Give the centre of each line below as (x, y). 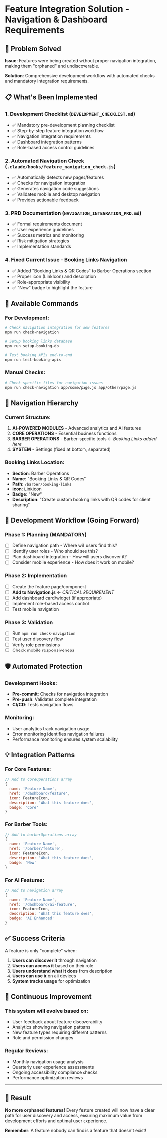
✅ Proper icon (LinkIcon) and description (54, 276)
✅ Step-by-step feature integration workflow (58, 130)
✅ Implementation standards (42, 246)
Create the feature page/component (49, 586)
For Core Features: (28, 769)
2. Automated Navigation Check (45, 161)
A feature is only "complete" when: (41, 950)
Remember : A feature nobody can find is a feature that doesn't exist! (76, 1130)
